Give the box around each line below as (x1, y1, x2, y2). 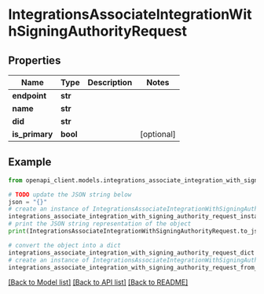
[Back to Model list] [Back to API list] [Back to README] (8, 277, 189, 287)
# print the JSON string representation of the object (8, 220, 192, 228)
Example (8, 155, 52, 169)
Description (87, 77, 133, 87)
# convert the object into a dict (8, 241, 122, 249)
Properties (8, 54, 61, 67)
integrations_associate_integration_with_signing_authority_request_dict (8, 248, 255, 257)
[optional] (140, 128, 177, 140)
